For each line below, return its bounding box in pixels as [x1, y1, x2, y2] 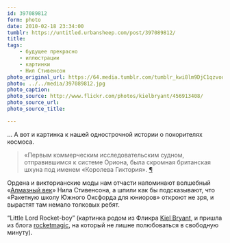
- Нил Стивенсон [19, 67, 66, 74]
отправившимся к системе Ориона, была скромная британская [23, 158, 211, 166]
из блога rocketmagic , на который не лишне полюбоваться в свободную [7, 220, 219, 229]
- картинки [19, 61, 51, 68]
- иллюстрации [19, 55, 60, 62]
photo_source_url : [7, 99, 60, 106]
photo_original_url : [7, 73, 66, 81]
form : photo [7, 16, 41, 23]
